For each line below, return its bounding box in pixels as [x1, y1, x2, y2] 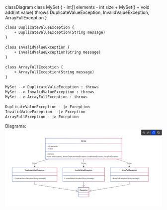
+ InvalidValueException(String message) [14, 50, 101, 55]
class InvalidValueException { [5, 45, 70, 50]
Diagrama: [5, 123, 26, 129]
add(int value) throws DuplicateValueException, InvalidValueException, [5, 9, 150, 15]
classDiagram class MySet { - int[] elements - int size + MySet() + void [5, 4, 150, 10]
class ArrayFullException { [5, 65, 64, 70]
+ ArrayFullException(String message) [14, 70, 94, 74]
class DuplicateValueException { [5, 25, 75, 30]
